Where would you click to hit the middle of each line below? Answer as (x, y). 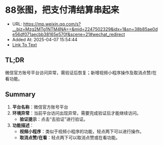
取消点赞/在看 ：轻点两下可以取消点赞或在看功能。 (70, 137)
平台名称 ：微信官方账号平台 (40, 107)
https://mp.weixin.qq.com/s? (52, 24)
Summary (20, 94)
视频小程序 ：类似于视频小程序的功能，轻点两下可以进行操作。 (82, 131)
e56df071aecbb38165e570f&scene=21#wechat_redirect (69, 34)
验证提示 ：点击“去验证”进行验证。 (54, 119)
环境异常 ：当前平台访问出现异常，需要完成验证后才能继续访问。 (76, 113)
